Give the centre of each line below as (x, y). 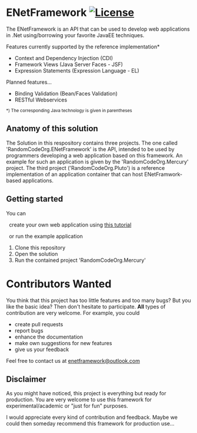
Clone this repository (40, 247)
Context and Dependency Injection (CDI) (64, 58)
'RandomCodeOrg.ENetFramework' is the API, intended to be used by (90, 149)
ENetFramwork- (163, 174)
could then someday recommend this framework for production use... (90, 424)
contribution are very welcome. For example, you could (73, 313)
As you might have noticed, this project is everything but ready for (86, 393)
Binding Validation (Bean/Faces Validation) (66, 93)
